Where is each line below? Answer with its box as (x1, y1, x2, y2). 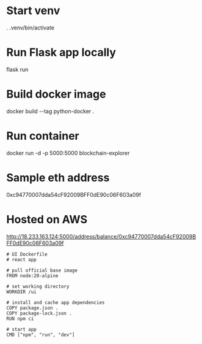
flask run (6, 66, 29, 73)
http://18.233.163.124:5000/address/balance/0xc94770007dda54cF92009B (6, 232, 197, 240)
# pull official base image (6, 267, 78, 273)
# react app (6, 256, 37, 262)
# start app (6, 326, 37, 332)
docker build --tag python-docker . (6, 107, 95, 115)
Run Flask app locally (6, 45, 116, 59)
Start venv (6, 4, 60, 18)
